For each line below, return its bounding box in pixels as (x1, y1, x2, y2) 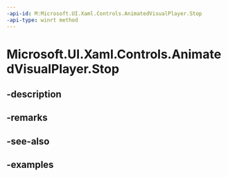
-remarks (6, 112, 48, 124)
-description (6, 88, 62, 100)
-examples (6, 159, 54, 171)
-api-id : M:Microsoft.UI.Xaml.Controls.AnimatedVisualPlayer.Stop (6, 10, 202, 17)
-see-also (6, 136, 50, 147)
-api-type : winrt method (6, 17, 78, 24)
